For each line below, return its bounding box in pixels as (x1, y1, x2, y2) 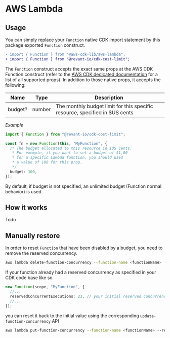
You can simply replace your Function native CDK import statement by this (5, 37, 160, 43)
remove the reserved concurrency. (5, 250, 77, 256)
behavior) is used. (5, 188, 43, 194)
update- (140, 313, 156, 319)
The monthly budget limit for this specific (55, 103, 153, 110)
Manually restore (5, 231, 60, 240)
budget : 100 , (10, 169, 37, 174)
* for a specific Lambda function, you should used (12, 155, 123, 160)
